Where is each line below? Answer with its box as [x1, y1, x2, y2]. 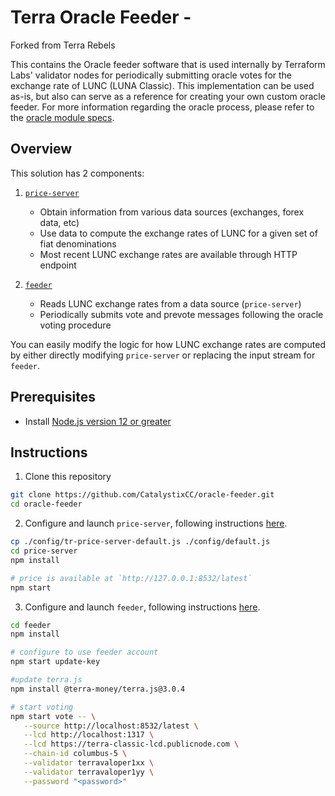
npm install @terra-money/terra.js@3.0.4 [10, 684, 186, 694]
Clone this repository [24, 471, 112, 483]
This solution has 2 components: [10, 167, 145, 179]
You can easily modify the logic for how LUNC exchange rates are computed [10, 338, 326, 350]
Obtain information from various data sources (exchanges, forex [39, 206, 305, 218]
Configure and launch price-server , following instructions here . [24, 517, 288, 530]
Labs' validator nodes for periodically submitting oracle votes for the [10, 69, 293, 81]
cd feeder [10, 620, 52, 630]
